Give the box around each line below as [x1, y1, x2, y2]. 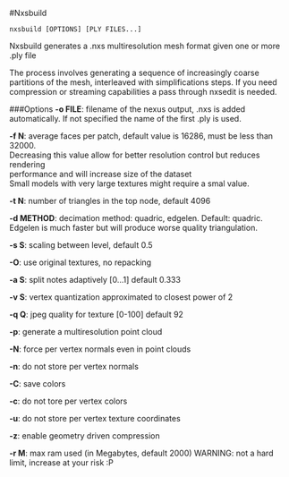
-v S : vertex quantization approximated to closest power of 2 [9, 292, 234, 302]
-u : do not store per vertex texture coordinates [9, 413, 181, 423]
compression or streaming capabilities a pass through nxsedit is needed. [9, 87, 277, 97]
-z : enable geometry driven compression [9, 430, 160, 441]
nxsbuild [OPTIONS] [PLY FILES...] [9, 25, 142, 34]
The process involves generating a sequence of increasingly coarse [9, 67, 259, 78]
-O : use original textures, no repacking [9, 257, 152, 268]
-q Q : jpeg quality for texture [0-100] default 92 [9, 309, 183, 319]
